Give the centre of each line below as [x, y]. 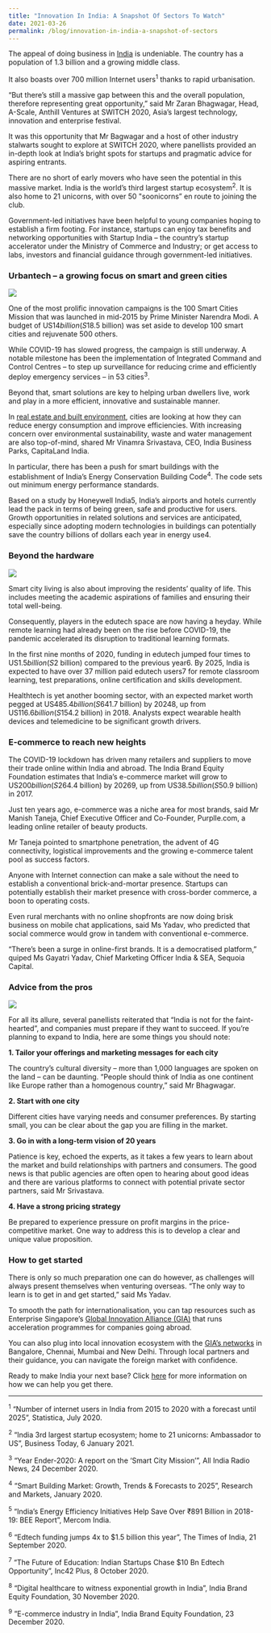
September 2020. [38, 1545]
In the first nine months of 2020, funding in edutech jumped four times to [130, 654]
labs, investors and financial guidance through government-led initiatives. [130, 254]
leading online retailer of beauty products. [78, 826]
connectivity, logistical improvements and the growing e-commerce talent [131, 850]
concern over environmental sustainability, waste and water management [130, 433]
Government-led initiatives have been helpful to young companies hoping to [134, 220]
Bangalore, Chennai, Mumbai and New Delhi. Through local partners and [129, 1351]
